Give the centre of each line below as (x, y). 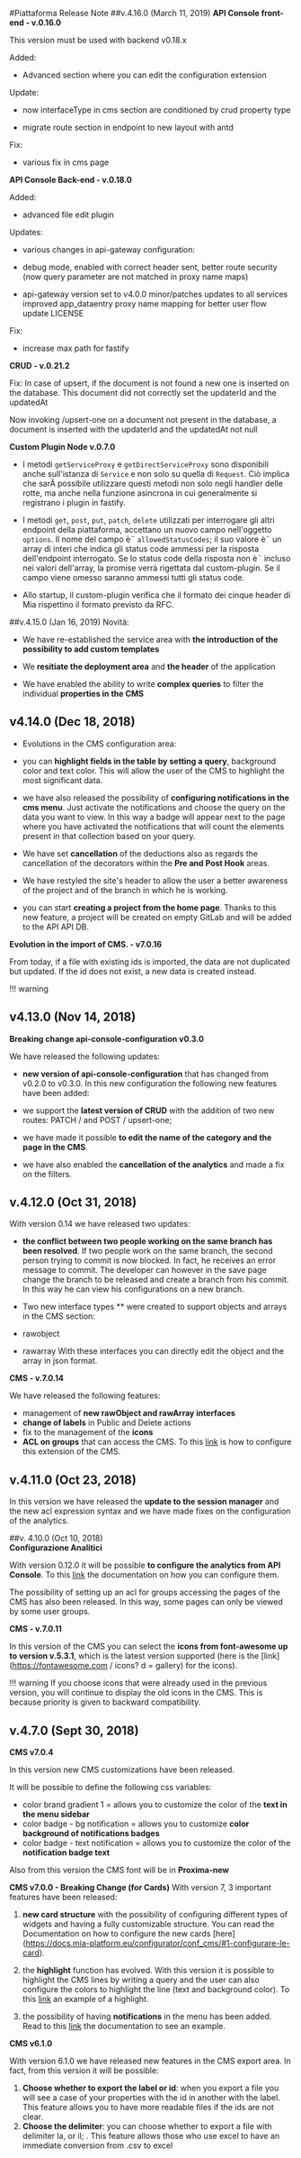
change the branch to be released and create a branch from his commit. (155, 1280)
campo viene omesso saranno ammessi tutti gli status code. (133, 577)
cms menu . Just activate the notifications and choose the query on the (154, 807)
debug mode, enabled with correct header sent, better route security (150, 267)
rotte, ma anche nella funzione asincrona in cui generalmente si (140, 493)
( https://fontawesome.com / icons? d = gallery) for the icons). (124, 1666)
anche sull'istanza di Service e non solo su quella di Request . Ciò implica (156, 474)
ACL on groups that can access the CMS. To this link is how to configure (157, 1442)
